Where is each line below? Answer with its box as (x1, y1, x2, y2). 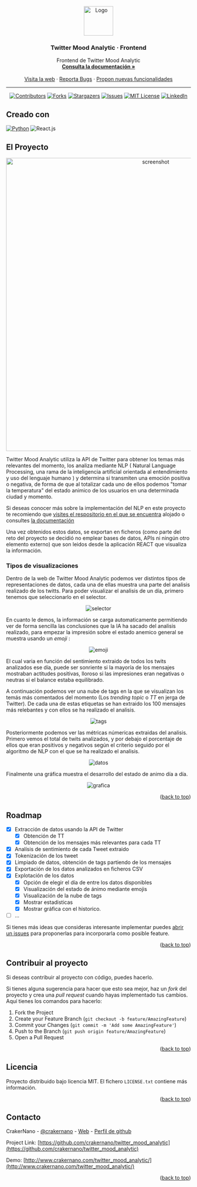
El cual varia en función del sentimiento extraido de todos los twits (6, 658, 167, 665)
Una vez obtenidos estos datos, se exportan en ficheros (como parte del (6, 528, 181, 535)
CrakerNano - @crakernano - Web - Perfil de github (6, 1128, 132, 1135)
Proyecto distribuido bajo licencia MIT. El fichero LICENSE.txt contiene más (6, 1077, 188, 1084)
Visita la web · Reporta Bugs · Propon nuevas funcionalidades (24, 76, 173, 83)
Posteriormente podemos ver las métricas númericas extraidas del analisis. (6, 729, 188, 736)
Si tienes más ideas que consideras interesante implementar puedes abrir (6, 923, 184, 930)
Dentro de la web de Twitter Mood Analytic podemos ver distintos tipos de (6, 575, 186, 582)
